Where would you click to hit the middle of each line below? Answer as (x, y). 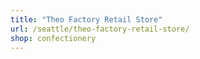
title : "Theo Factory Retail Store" (86, 19)
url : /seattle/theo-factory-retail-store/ (100, 29)
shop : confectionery (53, 38)
